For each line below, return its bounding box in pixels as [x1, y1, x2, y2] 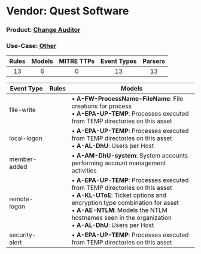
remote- [9, 195, 33, 203]
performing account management [71, 159, 166, 167]
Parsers [142, 57, 166, 65]
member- [9, 155, 37, 164]
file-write [9, 106, 36, 114]
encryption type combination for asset [71, 199, 179, 207]
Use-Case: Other [6, 42, 57, 50]
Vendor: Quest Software [6, 4, 129, 18]
